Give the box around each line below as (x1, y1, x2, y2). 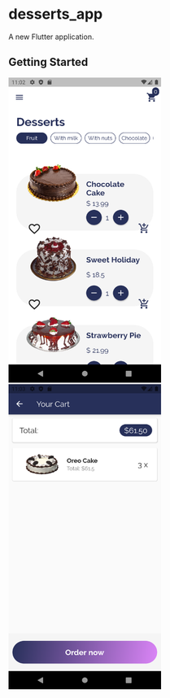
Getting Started (8, 55, 89, 69)
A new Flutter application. (8, 32, 94, 41)
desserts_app (8, 5, 103, 24)
